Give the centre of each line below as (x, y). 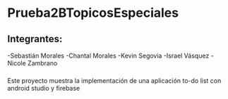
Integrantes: (35, 39)
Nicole (17, 63)
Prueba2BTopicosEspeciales (93, 13)
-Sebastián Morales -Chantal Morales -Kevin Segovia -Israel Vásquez (108, 55)
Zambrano (42, 63)
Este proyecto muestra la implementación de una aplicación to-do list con (114, 80)
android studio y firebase (44, 88)
